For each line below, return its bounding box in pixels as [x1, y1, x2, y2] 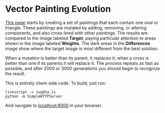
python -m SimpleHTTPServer [5, 94, 63, 99]
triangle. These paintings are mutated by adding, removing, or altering [5, 24, 147, 30]
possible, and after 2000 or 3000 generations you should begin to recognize [5, 65, 160, 71]
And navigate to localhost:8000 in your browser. [5, 102, 103, 108]
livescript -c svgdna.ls [5, 90, 56, 94]
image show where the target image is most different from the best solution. [5, 45, 159, 51]
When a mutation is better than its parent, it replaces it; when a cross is [5, 55, 149, 61]
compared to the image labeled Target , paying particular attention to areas [5, 35, 156, 41]
